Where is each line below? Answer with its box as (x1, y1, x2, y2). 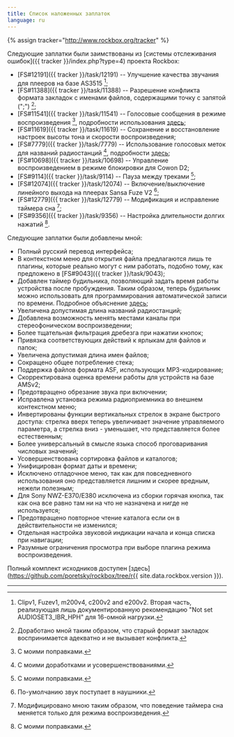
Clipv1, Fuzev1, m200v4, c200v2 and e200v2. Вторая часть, (17, 598, 192, 606)
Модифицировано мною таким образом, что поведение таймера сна (17, 701, 224, 709)
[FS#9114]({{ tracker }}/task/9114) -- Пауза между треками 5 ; (17, 171, 196, 180)
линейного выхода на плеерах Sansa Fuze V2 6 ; (17, 187, 159, 196)
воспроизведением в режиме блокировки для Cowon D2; (17, 164, 189, 172)
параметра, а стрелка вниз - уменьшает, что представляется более (17, 424, 221, 433)
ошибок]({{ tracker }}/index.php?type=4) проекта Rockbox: (7, 56, 180, 65)
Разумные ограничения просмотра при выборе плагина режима (17, 543, 211, 551)
